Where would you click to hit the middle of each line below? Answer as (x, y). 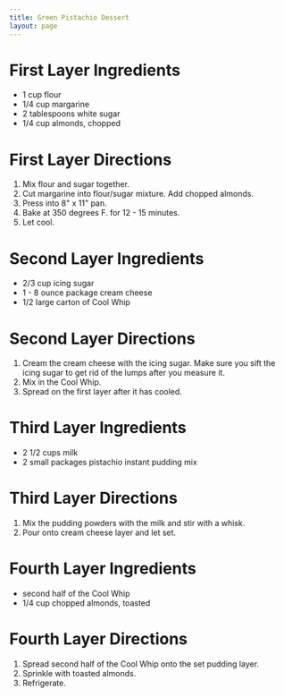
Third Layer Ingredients (98, 428)
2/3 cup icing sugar (58, 284)
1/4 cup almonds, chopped (71, 123)
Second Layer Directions (102, 339)
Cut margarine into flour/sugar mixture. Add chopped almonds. (138, 194)
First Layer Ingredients (95, 70)
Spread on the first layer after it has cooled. (102, 392)
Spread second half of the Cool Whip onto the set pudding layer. (141, 664)
